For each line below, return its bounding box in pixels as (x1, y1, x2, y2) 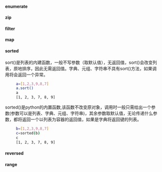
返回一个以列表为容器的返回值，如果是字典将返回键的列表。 (21, 116, 142, 122)
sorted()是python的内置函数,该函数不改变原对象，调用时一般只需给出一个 (5, 104, 152, 110)
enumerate (5, 3, 28, 9)
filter (5, 25, 16, 31)
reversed (5, 151, 24, 156)
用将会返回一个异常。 (5, 72, 48, 77)
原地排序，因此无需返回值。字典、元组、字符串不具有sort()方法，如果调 (13, 65, 157, 71)
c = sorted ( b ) (16, 131, 40, 135)
